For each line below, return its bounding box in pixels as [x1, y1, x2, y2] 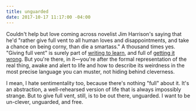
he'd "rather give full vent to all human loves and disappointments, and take [6, 37, 190, 44]
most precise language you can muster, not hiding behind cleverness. [6, 68, 175, 75]
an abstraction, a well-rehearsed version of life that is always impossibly [6, 86, 181, 93]
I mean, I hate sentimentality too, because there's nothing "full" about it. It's [6, 79, 190, 86]
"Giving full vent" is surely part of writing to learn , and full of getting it [6, 49, 175, 56]
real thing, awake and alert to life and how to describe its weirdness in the [6, 61, 185, 68]
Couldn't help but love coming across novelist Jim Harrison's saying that [6, 30, 182, 37]
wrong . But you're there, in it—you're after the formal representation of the [6, 56, 187, 63]
